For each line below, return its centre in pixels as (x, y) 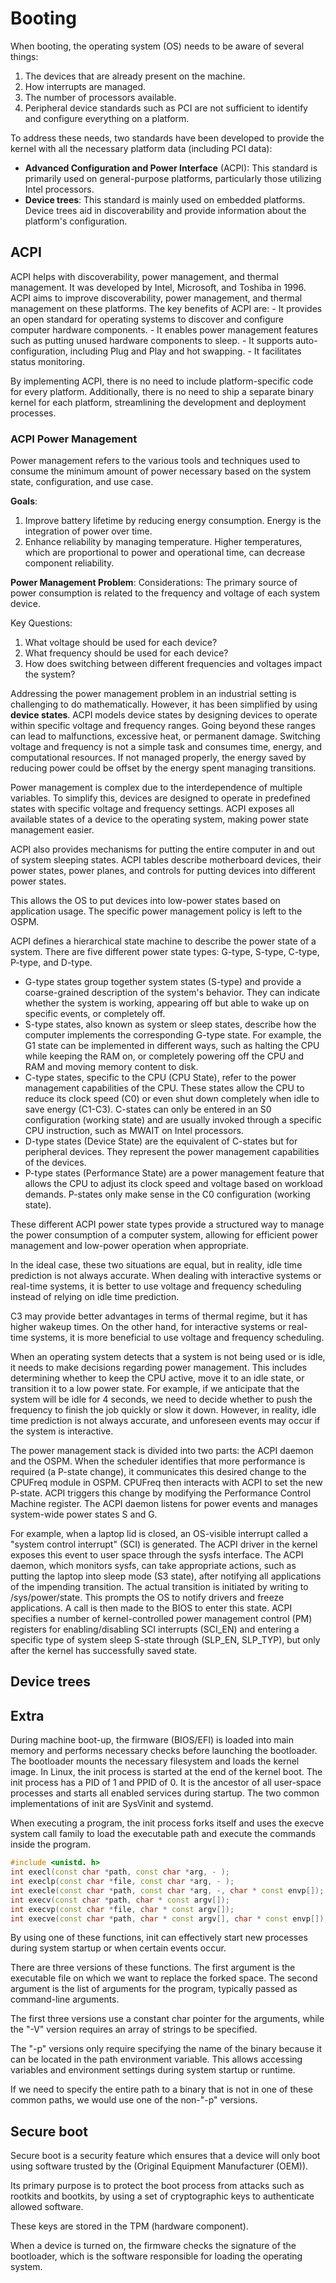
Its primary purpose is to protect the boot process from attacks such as (157, 2186)
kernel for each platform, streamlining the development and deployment (158, 402)
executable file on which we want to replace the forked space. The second (164, 1978)
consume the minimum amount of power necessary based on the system (161, 471)
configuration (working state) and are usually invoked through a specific (173, 1120)
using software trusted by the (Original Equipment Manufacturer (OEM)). (159, 2166)
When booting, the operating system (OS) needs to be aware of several (157, 46)
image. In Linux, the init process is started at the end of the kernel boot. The (166, 1772)
